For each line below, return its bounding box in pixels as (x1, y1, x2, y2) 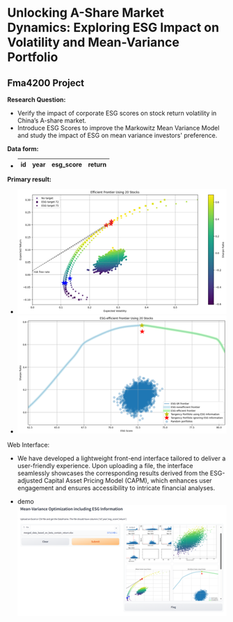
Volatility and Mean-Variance (7, 35, 179, 50)
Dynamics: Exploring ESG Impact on (7, 20, 220, 36)
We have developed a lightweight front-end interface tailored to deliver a (17, 454, 226, 462)
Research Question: (7, 95, 66, 104)
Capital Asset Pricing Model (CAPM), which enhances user (44, 476, 212, 485)
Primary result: (7, 176, 52, 183)
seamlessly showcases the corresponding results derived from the (17, 469, 209, 478)
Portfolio (7, 49, 58, 65)
